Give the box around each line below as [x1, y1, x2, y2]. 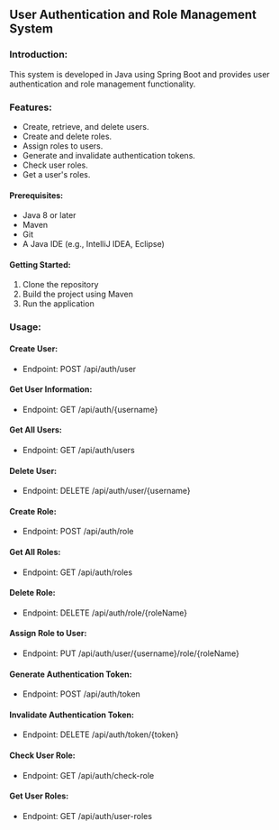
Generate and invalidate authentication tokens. [22, 150, 196, 160]
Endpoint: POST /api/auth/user [22, 363, 137, 374]
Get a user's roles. [22, 169, 91, 179]
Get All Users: [9, 424, 63, 435]
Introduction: [9, 49, 68, 61]
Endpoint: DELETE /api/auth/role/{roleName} [22, 607, 188, 618]
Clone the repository [22, 279, 99, 290]
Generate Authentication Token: [9, 669, 132, 680]
